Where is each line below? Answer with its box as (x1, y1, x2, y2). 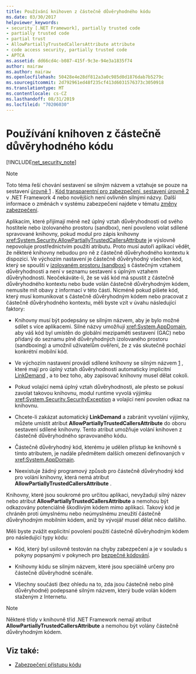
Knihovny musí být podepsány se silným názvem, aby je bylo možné (14, 317, 180, 324)
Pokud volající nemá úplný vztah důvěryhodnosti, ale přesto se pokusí (14, 383, 184, 391)
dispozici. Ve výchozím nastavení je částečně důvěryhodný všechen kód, (6, 255, 183, 262)
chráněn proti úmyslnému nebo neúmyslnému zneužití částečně (6, 510, 161, 518)
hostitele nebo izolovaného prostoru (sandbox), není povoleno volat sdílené (6, 224, 188, 231)
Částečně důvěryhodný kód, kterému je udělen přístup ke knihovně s (14, 443, 181, 451)
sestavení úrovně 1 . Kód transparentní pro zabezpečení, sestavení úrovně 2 (6, 188, 190, 195)
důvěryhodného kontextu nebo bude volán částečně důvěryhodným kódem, (6, 281, 190, 288)
